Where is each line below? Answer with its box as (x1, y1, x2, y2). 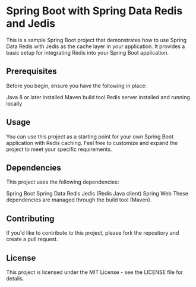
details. (6, 275, 24, 282)
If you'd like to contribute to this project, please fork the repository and (6, 229, 179, 236)
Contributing (6, 213, 55, 223)
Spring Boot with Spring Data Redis (6, 4, 183, 18)
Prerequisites (6, 67, 57, 77)
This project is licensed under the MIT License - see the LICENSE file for (6, 269, 183, 276)
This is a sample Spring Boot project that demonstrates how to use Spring (6, 36, 187, 43)
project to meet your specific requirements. (6, 146, 112, 153)
